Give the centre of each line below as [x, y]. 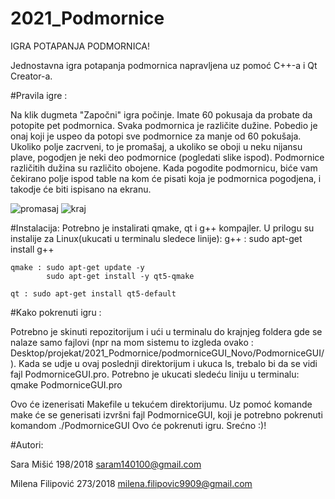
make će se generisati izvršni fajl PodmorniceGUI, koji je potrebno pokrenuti [166, 414]
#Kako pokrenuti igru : [56, 312]
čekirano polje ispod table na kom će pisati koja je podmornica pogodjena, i [166, 178]
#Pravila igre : [39, 95]
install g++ [32, 249]
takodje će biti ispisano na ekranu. [81, 189]
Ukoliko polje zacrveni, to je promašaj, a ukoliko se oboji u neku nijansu [156, 146]
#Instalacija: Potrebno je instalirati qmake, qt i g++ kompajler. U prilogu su [162, 228]
